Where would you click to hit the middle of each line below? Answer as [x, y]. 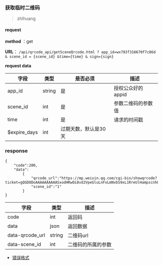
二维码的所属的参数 [90, 245]
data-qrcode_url [26, 235]
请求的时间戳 [128, 119]
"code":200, [26, 165]
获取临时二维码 [23, 7]
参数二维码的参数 [133, 103]
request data [18, 66]
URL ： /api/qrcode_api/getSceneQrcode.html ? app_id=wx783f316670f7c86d [81, 52]
